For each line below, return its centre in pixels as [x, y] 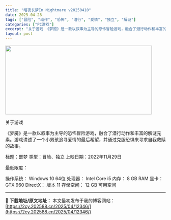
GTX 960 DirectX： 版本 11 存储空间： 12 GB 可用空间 [61, 185]
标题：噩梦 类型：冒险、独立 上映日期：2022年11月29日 [63, 157]
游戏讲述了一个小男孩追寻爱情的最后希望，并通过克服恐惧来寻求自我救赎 [90, 139]
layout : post [19, 34]
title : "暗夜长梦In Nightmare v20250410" [48, 10]
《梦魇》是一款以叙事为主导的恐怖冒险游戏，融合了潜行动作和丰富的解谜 [81, 133]
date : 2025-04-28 [24, 15]
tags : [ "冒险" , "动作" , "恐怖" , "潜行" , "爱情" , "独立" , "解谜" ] [71, 19]
